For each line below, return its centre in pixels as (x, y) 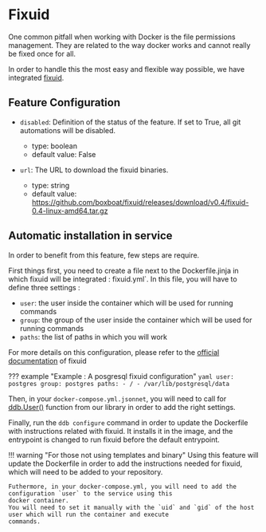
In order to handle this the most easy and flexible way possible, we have (127, 69)
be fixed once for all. (42, 53)
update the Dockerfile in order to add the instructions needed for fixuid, (125, 463)
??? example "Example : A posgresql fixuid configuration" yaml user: (121, 376)
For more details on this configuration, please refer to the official (114, 352)
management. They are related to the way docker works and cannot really (129, 45)
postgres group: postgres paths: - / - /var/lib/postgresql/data (119, 384)
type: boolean (55, 146)
